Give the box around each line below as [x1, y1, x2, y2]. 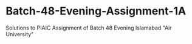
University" [5, 30, 34, 37]
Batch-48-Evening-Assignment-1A [5, 4, 187, 18]
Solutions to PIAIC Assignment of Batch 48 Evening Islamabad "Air [5, 24, 172, 31]
